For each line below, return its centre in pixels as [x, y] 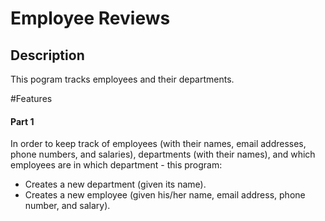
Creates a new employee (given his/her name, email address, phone [165, 195]
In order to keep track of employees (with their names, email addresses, [158, 144]
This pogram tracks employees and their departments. [122, 79]
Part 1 [22, 121]
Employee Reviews [90, 18]
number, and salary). [67, 206]
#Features [31, 98]
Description [47, 55]
